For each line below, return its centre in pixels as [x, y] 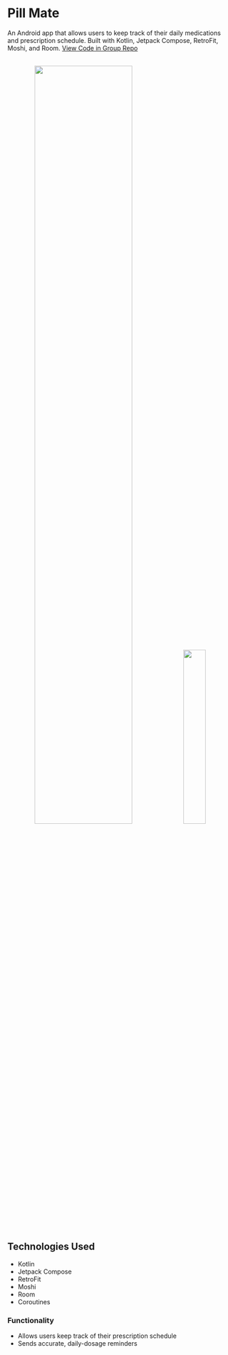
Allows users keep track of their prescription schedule [97, 1336]
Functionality [31, 1320]
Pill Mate [33, 13]
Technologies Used [51, 1247]
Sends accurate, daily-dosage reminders [77, 1344]
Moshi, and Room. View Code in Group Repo [73, 48]
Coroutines [34, 1301]
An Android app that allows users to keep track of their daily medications [114, 33]
